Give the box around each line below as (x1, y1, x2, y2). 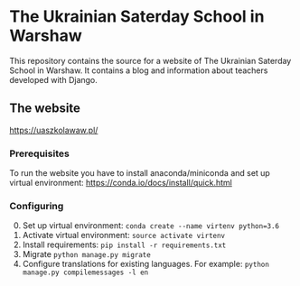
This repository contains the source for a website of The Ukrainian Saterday (9, 55, 292, 66)
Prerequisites (9, 147, 70, 160)
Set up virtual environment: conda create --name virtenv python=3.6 (22, 220, 280, 231)
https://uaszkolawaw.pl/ (9, 125, 98, 135)
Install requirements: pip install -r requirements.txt (22, 239, 227, 250)
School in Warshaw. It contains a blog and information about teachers (9, 65, 268, 76)
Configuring (9, 199, 64, 212)
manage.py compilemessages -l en (22, 268, 149, 277)
